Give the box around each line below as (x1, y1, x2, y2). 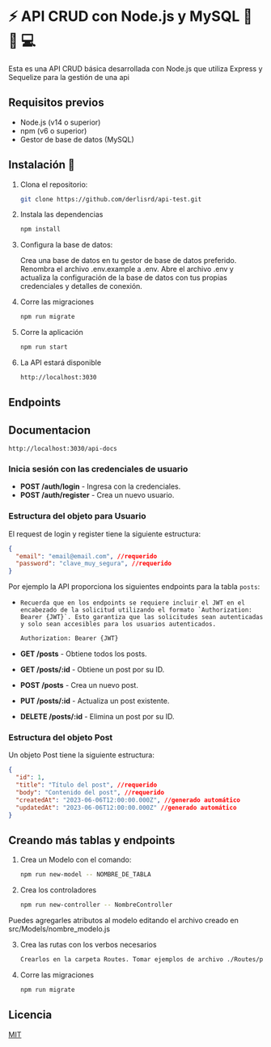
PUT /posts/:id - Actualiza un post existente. (19, 696, 170, 706)
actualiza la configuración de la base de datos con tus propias (19, 273, 228, 282)
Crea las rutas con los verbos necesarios (19, 940, 157, 950)
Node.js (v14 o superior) (19, 117, 101, 127)
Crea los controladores (19, 885, 97, 895)
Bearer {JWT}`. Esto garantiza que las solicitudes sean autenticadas (19, 613, 264, 621)
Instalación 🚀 (8, 158, 75, 172)
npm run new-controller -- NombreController (19, 901, 173, 909)
